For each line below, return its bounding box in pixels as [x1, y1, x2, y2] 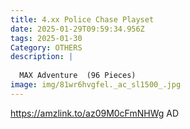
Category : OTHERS [10, 42, 83, 53]
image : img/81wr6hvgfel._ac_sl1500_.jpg [10, 80, 182, 90]
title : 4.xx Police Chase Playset [10, 14, 155, 25]
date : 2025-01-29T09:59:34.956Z [10, 24, 145, 34]
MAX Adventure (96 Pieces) [19, 71, 137, 81]
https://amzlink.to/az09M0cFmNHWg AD [10, 107, 180, 119]
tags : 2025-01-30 [10, 33, 83, 43]
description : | [10, 52, 74, 62]
